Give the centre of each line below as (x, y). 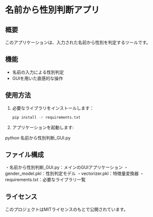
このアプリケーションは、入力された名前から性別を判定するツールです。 (78, 42)
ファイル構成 (25, 154)
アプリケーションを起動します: (43, 127)
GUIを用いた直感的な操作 (38, 78)
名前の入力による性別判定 (38, 72)
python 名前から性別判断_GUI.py (38, 137)
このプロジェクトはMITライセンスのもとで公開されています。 (67, 210)
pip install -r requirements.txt (46, 117)
